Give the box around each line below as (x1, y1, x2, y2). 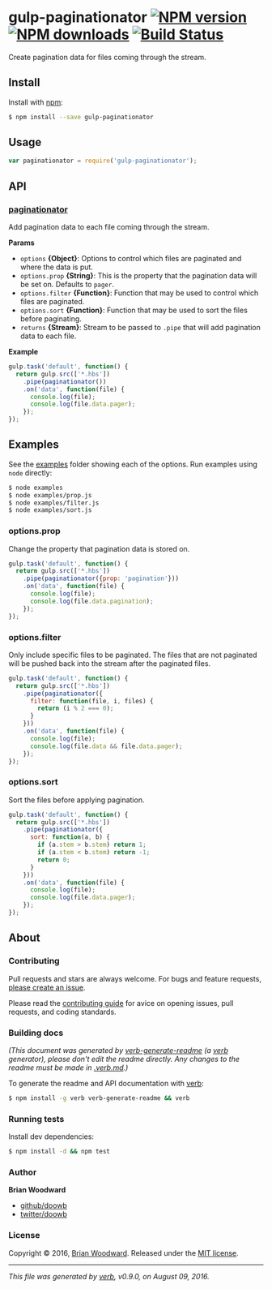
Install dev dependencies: (8, 1132, 95, 1141)
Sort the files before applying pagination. (8, 795, 145, 805)
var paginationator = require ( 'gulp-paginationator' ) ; (8, 157, 198, 165)
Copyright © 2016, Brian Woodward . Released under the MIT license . (8, 1248, 239, 1257)
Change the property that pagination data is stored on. (8, 544, 190, 553)
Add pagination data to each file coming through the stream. (8, 222, 210, 231)
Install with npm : (8, 97, 63, 107)
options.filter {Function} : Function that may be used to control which (19, 288, 259, 298)
